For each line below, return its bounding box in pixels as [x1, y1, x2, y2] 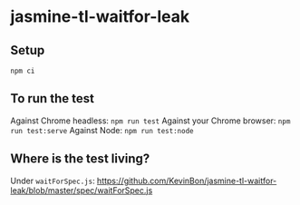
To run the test [10, 91, 94, 106]
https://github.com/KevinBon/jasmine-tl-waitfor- [96, 175, 277, 186]
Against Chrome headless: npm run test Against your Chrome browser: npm [10, 115, 291, 126]
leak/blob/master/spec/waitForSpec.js [10, 184, 153, 196]
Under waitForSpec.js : [10, 175, 95, 186]
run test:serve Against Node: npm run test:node [10, 124, 194, 135]
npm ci [10, 66, 35, 75]
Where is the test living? [10, 151, 150, 167]
